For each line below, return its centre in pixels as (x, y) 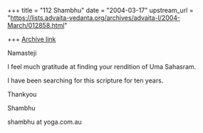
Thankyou (22, 94)
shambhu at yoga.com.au (45, 122)
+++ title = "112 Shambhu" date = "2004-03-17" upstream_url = (100, 10)
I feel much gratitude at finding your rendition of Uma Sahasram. (102, 66)
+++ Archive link (32, 39)
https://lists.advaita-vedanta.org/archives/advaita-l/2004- (95, 18)
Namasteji (22, 53)
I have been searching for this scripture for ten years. (85, 80)
